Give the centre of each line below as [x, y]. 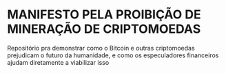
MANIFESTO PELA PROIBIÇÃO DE [104, 15]
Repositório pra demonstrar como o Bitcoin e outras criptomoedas [101, 48]
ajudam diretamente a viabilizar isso [58, 62]
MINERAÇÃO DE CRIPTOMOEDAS [104, 29]
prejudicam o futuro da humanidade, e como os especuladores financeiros [113, 55]
